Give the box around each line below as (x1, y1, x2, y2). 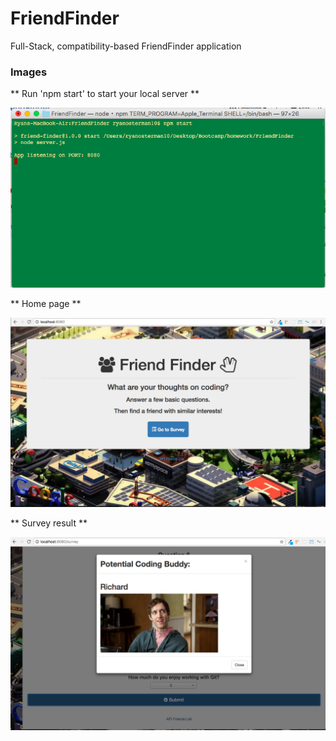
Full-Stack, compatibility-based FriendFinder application (10, 40, 242, 52)
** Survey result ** (10, 517, 88, 529)
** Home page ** (10, 297, 82, 309)
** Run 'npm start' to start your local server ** (10, 88, 200, 100)
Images (10, 65, 48, 79)
